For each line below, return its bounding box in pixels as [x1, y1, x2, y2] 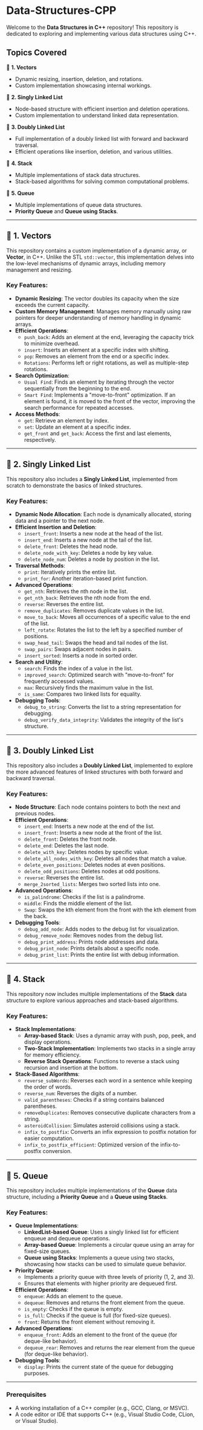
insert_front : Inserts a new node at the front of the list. [24, 829, 163, 836]
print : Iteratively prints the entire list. [24, 568, 117, 575]
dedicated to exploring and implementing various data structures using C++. [6, 30, 196, 37]
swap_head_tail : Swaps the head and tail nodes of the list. [24, 639, 168, 646]
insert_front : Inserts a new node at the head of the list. [24, 529, 163, 537]
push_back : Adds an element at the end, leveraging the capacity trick [24, 333, 195, 340]
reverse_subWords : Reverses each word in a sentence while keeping [24, 1077, 192, 1084]
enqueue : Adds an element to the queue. [24, 1293, 123, 1300]
